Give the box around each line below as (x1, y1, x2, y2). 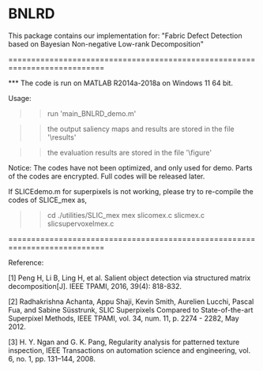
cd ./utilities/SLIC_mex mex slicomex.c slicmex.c (47, 210, 205, 219)
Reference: (8, 257, 44, 267)
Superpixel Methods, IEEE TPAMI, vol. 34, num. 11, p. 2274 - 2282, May (8, 313, 239, 323)
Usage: (8, 93, 32, 103)
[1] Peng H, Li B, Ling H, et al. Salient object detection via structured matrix (8, 273, 251, 283)
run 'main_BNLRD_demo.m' (47, 108, 137, 118)
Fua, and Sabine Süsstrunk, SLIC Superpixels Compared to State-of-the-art (8, 305, 254, 314)
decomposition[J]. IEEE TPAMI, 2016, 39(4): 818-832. (8, 281, 182, 290)
